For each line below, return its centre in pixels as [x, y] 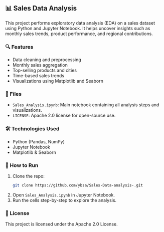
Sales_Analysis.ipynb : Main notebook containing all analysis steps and [86, 105]
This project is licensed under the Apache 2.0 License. [61, 224]
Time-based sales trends [38, 76]
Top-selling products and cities [44, 70]
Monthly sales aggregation [40, 65]
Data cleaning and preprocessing [47, 60]
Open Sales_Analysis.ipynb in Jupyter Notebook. [64, 195]
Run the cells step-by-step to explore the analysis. [64, 200]
